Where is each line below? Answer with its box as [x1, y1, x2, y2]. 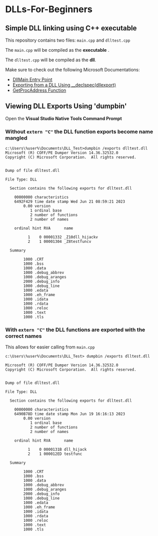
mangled [5, 134, 28, 141]
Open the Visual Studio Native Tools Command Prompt [5, 115, 122, 121]
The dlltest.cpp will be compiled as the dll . [5, 57, 96, 63]
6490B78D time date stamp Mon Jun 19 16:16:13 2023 [14, 412, 125, 417]
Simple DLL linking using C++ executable [5, 24, 137, 32]
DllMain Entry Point [12, 77, 52, 82]
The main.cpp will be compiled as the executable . [5, 47, 110, 53]
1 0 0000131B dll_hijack [27, 447, 87, 452]
